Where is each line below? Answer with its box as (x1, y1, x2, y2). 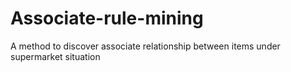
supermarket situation (10, 50, 101, 62)
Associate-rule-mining (10, 7, 204, 30)
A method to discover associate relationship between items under (10, 40, 281, 52)
